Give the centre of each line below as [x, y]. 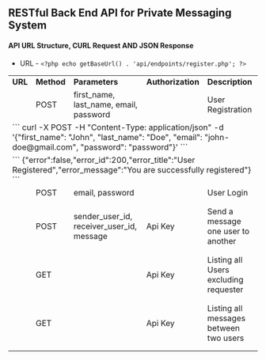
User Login [228, 192]
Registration [230, 109]
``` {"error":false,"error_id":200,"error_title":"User [104, 160]
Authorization [173, 81]
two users [226, 338]
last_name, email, [106, 104]
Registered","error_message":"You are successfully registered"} [132, 169]
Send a [220, 211]
